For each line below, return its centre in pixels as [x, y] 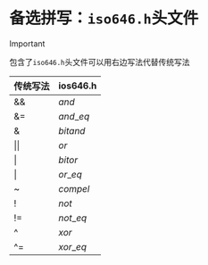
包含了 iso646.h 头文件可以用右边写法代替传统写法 [100, 62]
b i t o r [68, 160]
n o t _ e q [73, 218]
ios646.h [78, 86]
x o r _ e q [73, 246]
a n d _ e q [74, 116]
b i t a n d [72, 130]
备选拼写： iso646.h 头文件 [104, 18]
